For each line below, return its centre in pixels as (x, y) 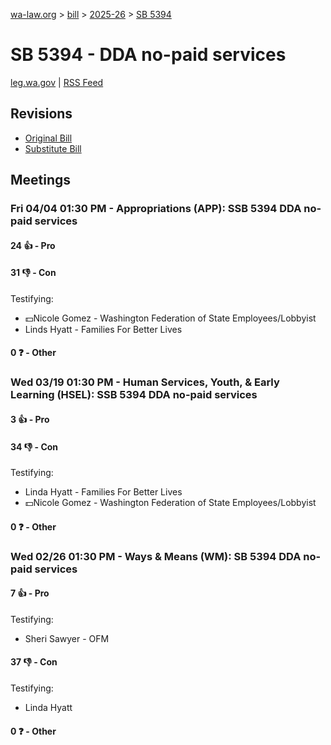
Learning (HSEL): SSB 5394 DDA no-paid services (134, 395)
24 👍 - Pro (33, 245)
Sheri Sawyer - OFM (67, 638)
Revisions (41, 114)
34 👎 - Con (34, 446)
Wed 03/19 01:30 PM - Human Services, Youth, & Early (145, 382)
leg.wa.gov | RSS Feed (57, 82)
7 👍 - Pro (30, 593)
